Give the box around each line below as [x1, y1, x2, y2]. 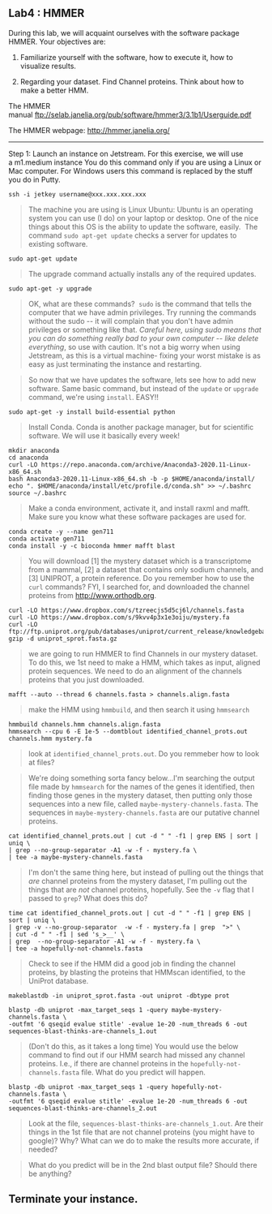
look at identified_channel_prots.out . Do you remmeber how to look [28, 748, 260, 758]
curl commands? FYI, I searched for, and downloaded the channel [28, 582, 250, 592]
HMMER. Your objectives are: [8, 37, 107, 46]
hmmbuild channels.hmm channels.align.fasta [8, 720, 161, 729]
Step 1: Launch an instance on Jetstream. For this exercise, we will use [8, 149, 244, 158]
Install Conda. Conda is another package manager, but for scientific [28, 422, 254, 432]
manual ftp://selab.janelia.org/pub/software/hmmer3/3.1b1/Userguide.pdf [8, 110, 252, 119]
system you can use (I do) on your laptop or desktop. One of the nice [28, 213, 259, 222]
